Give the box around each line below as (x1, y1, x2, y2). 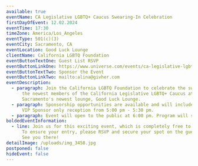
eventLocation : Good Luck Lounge (6, 47, 88, 53)
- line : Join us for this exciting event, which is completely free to (11, 124, 192, 130)
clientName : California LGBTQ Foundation (6, 52, 110, 58)
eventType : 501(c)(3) (6, 36, 60, 42)
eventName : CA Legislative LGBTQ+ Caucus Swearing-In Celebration (6, 14, 173, 20)
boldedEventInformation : (6, 118, 67, 124)
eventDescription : (6, 80, 51, 86)
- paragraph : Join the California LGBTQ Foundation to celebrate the (11, 85, 186, 91)
